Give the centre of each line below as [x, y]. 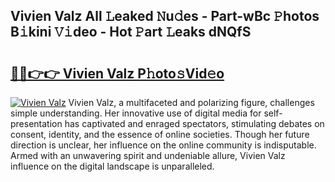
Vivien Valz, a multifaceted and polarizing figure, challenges [191, 102]
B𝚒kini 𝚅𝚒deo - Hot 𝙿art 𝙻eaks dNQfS [131, 32]
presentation [36, 123]
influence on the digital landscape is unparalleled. [112, 166]
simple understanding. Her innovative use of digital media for [136, 113]
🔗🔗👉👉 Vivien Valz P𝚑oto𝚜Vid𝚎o [117, 73]
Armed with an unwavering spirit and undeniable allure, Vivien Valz [148, 155]
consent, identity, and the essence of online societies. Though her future [160, 134]
